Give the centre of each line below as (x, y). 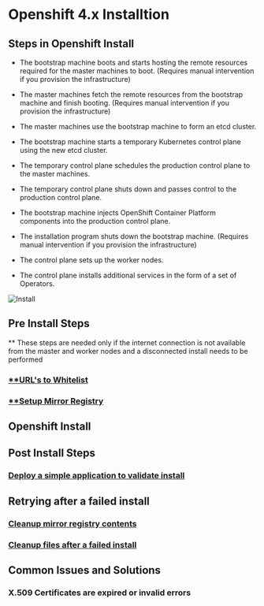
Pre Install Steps (49, 323)
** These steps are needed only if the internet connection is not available (127, 342)
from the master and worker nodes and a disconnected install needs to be (128, 351)
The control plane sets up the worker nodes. (91, 260)
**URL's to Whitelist (48, 380)
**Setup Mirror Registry (56, 401)
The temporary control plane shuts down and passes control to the (128, 189)
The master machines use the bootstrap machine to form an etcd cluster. (138, 126)
